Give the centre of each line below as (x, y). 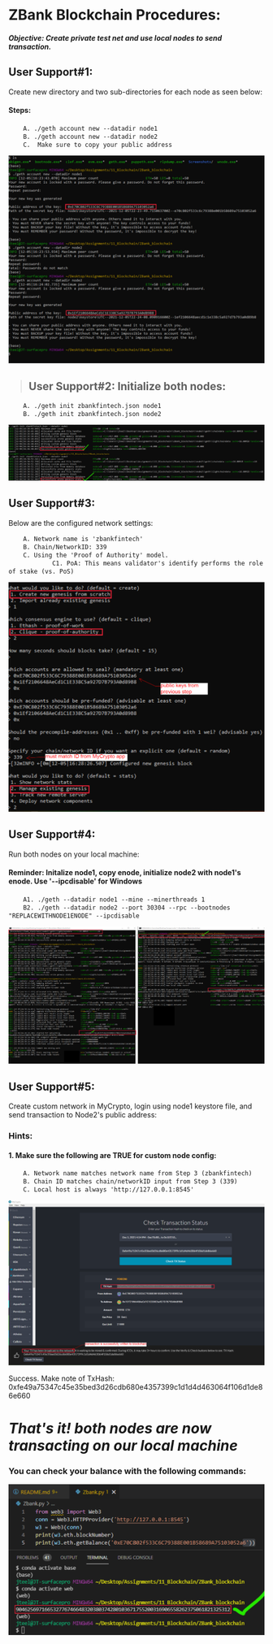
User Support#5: (52, 1087)
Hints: (21, 1135)
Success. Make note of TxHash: (62, 1378)
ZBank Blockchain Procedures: (115, 15)
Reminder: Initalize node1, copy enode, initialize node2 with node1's (125, 873)
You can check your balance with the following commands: (127, 1471)
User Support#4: (52, 835)
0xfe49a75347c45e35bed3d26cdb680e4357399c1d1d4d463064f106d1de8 (136, 1386)
